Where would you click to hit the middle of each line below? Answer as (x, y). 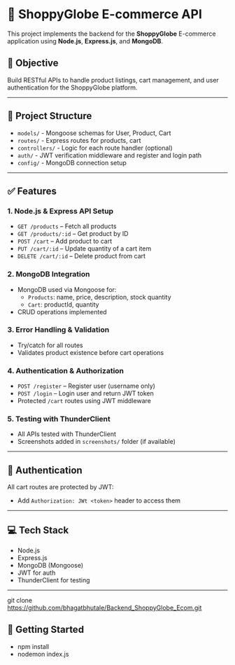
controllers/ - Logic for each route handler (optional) (95, 148)
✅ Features (32, 191)
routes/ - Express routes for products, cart (79, 140)
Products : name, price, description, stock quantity (99, 297)
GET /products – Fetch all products (67, 226)
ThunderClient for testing (54, 580)
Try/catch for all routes (50, 345)
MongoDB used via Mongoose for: (67, 289)
